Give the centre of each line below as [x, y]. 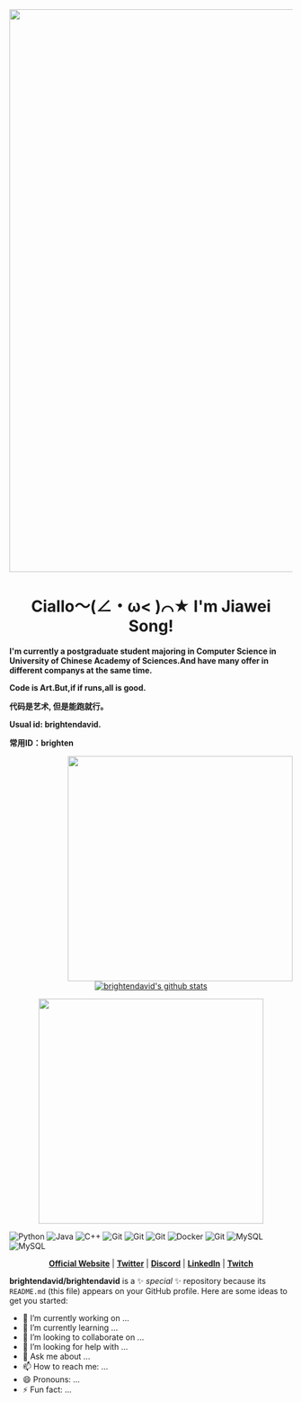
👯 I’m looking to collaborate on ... [83, 1337]
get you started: [39, 1300]
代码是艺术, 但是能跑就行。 [59, 706]
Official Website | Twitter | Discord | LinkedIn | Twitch [151, 1263]
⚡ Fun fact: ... [47, 1389]
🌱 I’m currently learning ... [70, 1327]
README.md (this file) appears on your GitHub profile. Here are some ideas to [148, 1290]
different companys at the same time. [81, 670]
